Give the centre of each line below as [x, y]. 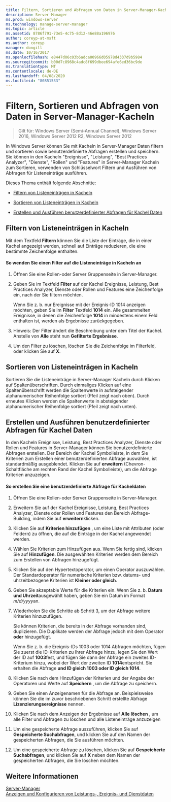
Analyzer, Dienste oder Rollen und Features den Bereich [71, 513]
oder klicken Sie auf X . [37, 351]
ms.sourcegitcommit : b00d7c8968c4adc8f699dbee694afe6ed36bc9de [74, 62]
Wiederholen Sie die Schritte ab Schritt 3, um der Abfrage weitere [82, 611]
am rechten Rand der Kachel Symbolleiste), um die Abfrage [95, 470]
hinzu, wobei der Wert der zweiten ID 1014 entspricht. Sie [93, 662]
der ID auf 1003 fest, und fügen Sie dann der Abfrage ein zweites [81, 657]
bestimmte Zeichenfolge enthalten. [42, 251]
